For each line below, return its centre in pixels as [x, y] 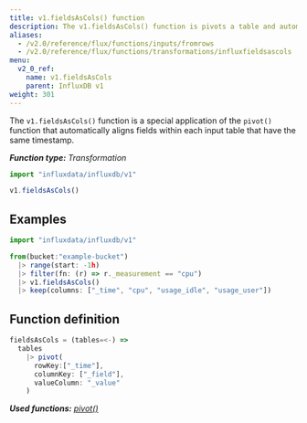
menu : [20, 60]
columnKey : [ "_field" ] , [79, 374]
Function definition [65, 319]
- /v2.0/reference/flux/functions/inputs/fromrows [116, 43]
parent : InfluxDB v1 [65, 86]
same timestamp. [42, 140]
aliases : [26, 35]
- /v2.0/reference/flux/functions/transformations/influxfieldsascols [155, 52]
